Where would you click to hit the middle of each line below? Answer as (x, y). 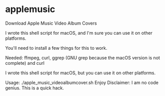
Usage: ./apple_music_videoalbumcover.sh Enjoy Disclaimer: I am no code (82, 82)
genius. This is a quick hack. (35, 88)
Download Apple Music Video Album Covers (51, 23)
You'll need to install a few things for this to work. (56, 48)
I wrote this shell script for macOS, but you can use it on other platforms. (80, 73)
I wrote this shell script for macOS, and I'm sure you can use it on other (79, 33)
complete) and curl (25, 63)
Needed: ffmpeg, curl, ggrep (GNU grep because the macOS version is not (82, 58)
